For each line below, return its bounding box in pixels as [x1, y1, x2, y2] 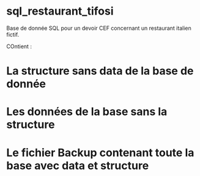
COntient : [6, 43, 32, 50]
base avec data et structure [6, 158, 149, 172]
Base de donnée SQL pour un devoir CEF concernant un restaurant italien [6, 24, 191, 32]
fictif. [6, 30, 20, 38]
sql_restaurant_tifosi [6, 4, 114, 18]
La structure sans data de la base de [6, 64, 194, 78]
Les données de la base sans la [6, 105, 168, 119]
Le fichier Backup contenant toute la [6, 146, 194, 160]
